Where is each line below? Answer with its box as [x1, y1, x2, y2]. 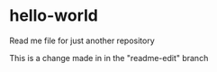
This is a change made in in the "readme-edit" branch [9, 52, 209, 63]
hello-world [9, 5, 99, 26]
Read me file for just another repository [9, 35, 155, 46]
